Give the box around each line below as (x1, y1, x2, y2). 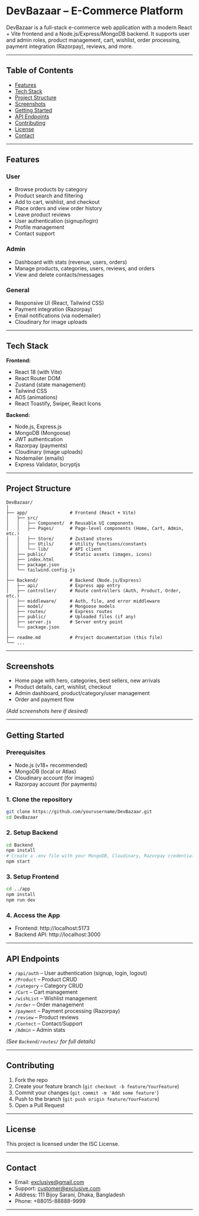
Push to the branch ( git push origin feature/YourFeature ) (14, 1095, 160, 1103)
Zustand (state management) (14, 381, 86, 388)
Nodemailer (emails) (14, 454, 65, 462)
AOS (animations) (14, 393, 58, 400)
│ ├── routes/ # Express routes (6, 608, 113, 614)
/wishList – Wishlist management (14, 995, 97, 1002)
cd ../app (6, 886, 31, 892)
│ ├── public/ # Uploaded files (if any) (6, 614, 136, 620)
